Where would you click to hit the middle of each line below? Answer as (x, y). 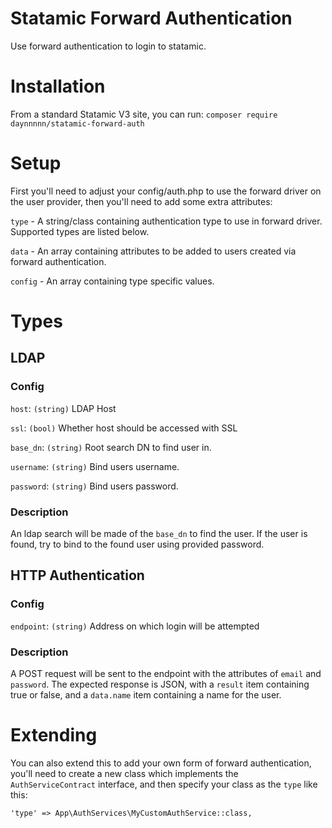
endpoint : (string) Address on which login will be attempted (135, 626)
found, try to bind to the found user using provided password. (137, 544)
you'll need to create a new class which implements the (124, 773)
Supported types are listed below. (80, 231)
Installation (58, 86)
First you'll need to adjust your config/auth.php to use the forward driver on (166, 191)
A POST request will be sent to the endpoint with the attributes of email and (166, 673)
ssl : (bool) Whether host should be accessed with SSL (124, 428)
